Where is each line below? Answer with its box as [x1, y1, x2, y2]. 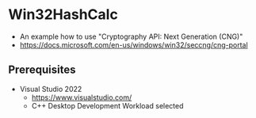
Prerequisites [8, 63, 76, 77]
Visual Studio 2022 [19, 84, 82, 93]
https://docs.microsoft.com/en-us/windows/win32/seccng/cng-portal [19, 40, 248, 49]
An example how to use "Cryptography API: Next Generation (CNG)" [19, 32, 243, 41]
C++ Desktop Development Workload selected [31, 101, 184, 110]
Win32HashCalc [8, 6, 119, 24]
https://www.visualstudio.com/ [31, 93, 132, 102]
